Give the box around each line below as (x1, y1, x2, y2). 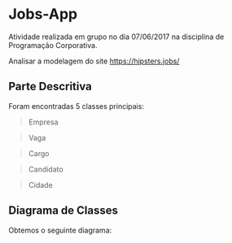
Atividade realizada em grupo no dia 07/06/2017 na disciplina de (8, 32, 225, 41)
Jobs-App (8, 5, 78, 24)
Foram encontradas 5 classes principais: (8, 101, 145, 111)
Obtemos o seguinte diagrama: (8, 225, 112, 235)
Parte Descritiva (8, 80, 92, 93)
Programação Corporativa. (8, 40, 98, 50)
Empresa (28, 117, 59, 127)
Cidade (28, 180, 53, 189)
